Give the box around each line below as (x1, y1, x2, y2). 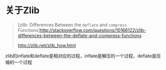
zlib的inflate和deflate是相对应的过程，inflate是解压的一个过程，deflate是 (5, 53, 157, 59)
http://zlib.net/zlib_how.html (17, 42, 76, 48)
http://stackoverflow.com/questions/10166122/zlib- (40, 27, 146, 33)
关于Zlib (5, 5, 40, 16)
